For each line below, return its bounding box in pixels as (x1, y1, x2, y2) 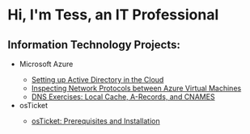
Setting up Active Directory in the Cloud (31, 75, 164, 84)
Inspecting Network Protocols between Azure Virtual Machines (31, 83, 242, 93)
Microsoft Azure (19, 59, 74, 69)
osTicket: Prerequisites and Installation (31, 116, 161, 126)
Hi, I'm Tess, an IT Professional (7, 6, 219, 24)
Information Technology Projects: (7, 38, 181, 52)
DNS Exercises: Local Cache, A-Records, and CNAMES (31, 92, 215, 102)
